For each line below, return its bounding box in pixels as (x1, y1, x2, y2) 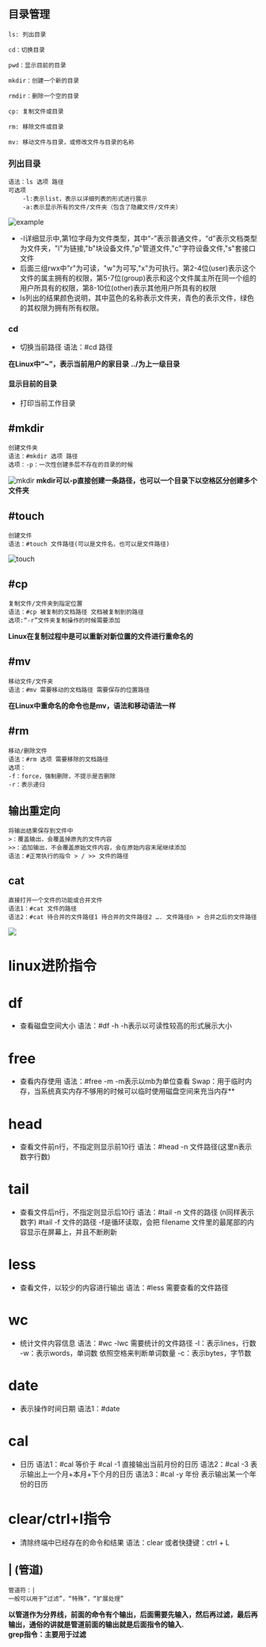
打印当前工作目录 (19, 398, 76, 407)
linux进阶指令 (8, 957, 97, 975)
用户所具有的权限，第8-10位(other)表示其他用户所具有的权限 (19, 283, 217, 293)
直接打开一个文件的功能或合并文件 (8, 896, 103, 905)
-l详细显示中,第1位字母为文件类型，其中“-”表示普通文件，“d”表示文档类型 (19, 233, 258, 244)
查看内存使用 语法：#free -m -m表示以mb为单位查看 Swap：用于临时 (19, 1076, 245, 1086)
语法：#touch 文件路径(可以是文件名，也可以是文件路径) (8, 541, 170, 548)
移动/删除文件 (8, 747, 47, 755)
